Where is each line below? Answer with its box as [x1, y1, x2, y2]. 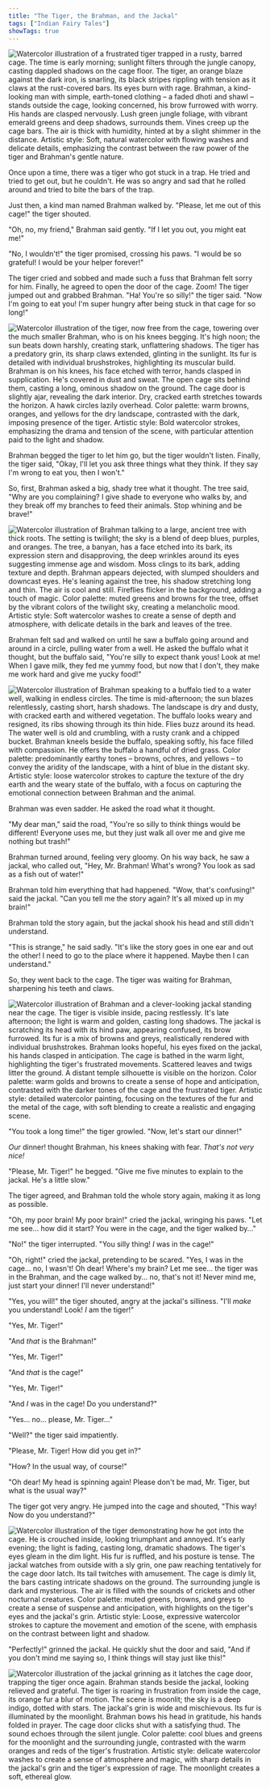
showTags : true [8, 27, 60, 35]
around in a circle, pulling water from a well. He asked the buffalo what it [8, 643, 249, 653]
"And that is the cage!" [8, 1368, 84, 1378]
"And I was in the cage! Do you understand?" [8, 1399, 158, 1409]
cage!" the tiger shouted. [8, 209, 91, 219]
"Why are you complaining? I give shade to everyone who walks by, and [8, 492, 247, 502]
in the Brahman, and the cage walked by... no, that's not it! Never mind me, [8, 1272, 256, 1282]
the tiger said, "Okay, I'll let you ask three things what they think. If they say [8, 459, 259, 469]
